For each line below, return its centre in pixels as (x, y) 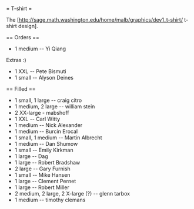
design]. (28, 26)
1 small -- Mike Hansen (42, 175)
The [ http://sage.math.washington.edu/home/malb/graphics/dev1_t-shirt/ (95, 20)
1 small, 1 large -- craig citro (48, 100)
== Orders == (23, 37)
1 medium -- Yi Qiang (40, 49)
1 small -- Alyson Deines (44, 78)
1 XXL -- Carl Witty (37, 119)
